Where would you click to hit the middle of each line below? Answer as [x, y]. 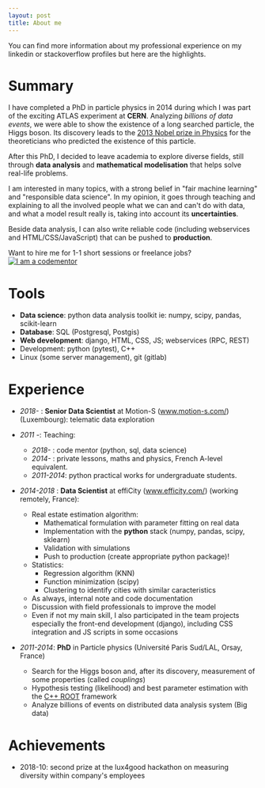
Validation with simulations [87, 548]
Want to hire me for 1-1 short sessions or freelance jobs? [100, 253]
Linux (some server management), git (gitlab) [93, 358]
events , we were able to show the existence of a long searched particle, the [131, 124]
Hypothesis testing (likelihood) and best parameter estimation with [140, 688]
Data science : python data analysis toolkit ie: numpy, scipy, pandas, [131, 315]
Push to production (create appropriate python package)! [136, 557]
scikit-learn [38, 324]
